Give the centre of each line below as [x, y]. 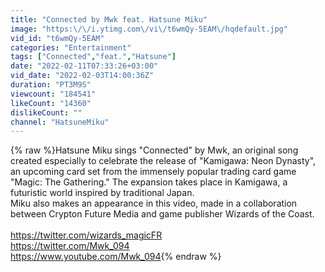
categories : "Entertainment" [71, 47]
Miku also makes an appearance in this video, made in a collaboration [154, 203]
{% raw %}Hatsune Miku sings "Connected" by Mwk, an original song [154, 150]
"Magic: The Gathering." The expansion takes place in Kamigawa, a [149, 182]
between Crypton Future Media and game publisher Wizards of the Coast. [162, 214]
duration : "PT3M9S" [51, 85]
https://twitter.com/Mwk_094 [70, 246]
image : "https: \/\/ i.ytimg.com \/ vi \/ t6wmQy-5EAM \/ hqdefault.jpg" [149, 29]
